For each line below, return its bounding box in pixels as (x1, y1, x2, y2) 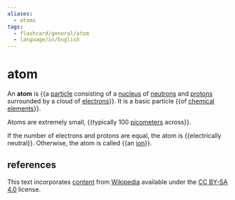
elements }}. (7, 104, 41, 113)
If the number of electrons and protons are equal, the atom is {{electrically (7, 131, 222, 140)
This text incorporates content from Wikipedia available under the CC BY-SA (7, 178, 228, 186)
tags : (7, 23, 23, 30)
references (7, 159, 57, 171)
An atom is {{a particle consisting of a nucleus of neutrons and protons (7, 90, 213, 98)
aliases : (7, 10, 33, 17)
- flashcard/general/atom (13, 29, 90, 37)
